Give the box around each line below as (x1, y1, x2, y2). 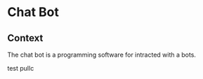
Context (7, 32, 44, 44)
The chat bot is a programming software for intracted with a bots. (7, 50, 197, 59)
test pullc (7, 64, 34, 72)
